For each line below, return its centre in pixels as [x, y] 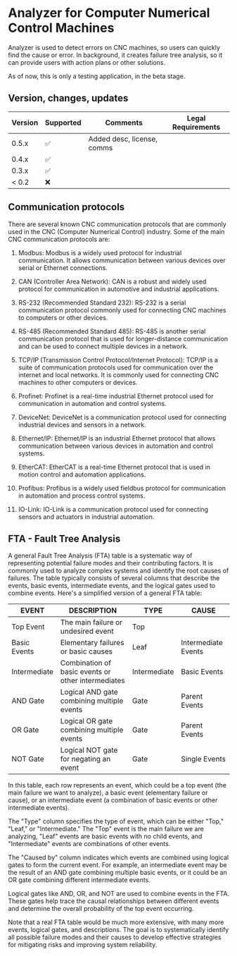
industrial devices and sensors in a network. [82, 424]
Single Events [203, 759]
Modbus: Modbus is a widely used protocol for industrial [100, 252]
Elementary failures [92, 643]
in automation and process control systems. [82, 496]
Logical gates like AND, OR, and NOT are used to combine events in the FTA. [119, 894]
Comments [124, 123]
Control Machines [61, 28]
